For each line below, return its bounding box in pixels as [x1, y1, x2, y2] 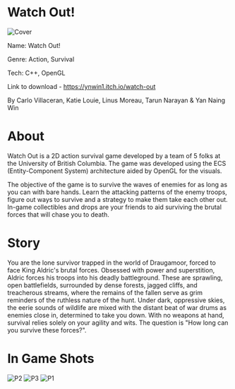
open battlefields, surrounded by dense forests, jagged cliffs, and [7, 280, 198, 289]
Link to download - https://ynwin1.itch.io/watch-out [7, 82, 156, 90]
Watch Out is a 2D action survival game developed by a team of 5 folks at [7, 151, 221, 160]
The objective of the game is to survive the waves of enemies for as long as [7, 180, 228, 188]
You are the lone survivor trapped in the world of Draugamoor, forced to [7, 258, 217, 267]
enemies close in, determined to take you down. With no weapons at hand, [7, 311, 224, 319]
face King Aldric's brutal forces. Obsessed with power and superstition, [7, 265, 215, 274]
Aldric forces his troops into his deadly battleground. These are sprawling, [7, 273, 223, 282]
